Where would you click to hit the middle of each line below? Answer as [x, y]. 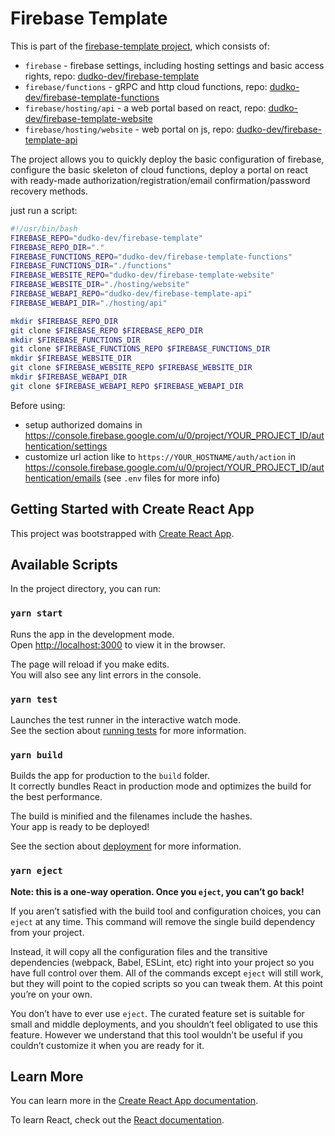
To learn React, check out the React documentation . [117, 1120]
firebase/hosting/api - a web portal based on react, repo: [145, 108]
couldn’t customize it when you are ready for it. [107, 1045]
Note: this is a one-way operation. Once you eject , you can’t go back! [157, 891]
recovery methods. [49, 191]
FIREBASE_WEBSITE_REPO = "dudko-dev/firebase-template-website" [142, 275]
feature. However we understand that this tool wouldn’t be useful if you [156, 1034]
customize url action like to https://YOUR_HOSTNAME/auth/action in [160, 456]
